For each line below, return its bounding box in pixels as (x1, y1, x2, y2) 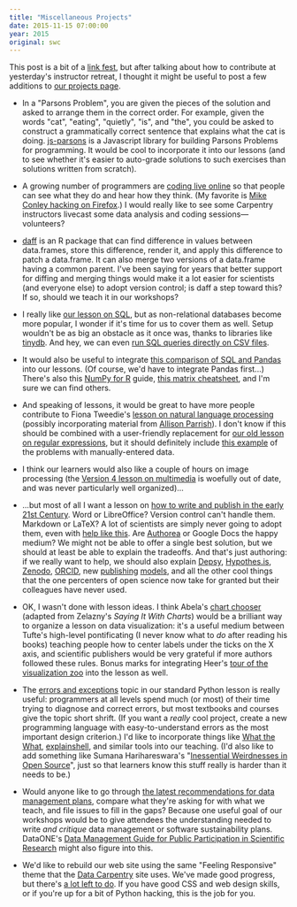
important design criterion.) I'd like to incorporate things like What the (21, 732, 276, 742)
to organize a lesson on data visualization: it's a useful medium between (21, 620, 285, 631)
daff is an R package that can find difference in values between (21, 235, 254, 246)
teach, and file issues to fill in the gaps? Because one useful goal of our (21, 805, 283, 816)
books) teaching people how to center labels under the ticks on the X (21, 639, 274, 650)
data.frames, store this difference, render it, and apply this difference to (21, 245, 283, 256)
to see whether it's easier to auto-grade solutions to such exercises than (21, 154, 286, 165)
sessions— (209, 209, 249, 219)
